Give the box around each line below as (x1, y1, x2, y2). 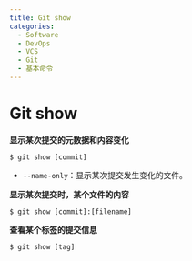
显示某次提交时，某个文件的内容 (9, 188, 129, 200)
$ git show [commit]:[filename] (9, 206, 132, 216)
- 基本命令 (17, 65, 54, 74)
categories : (9, 22, 55, 31)
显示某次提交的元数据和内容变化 (9, 134, 129, 146)
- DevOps (17, 38, 51, 48)
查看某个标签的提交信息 (9, 224, 97, 235)
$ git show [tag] (9, 242, 76, 251)
